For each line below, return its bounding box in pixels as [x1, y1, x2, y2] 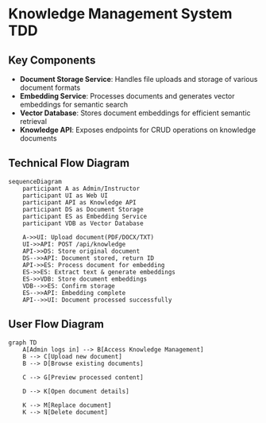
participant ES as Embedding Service [22, 212, 148, 220]
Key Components [8, 53, 96, 67]
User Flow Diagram [8, 317, 105, 331]
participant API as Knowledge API [22, 198, 137, 207]
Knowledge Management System [8, 5, 233, 23]
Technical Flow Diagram [8, 157, 129, 170]
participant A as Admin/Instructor [22, 184, 141, 192]
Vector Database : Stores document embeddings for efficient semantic [19, 108, 252, 118]
